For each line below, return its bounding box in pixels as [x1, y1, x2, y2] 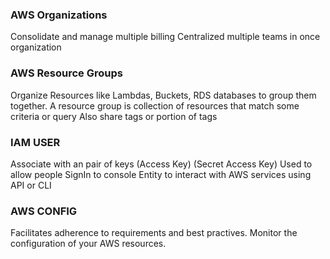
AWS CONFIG [10, 204, 78, 218]
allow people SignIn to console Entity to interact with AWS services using [10, 168, 312, 180]
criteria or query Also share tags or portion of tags [10, 110, 218, 122]
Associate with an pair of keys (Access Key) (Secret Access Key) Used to [10, 158, 313, 170]
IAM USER [10, 135, 61, 149]
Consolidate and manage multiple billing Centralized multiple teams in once [10, 31, 321, 43]
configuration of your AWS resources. [10, 238, 167, 250]
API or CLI [10, 179, 52, 191]
